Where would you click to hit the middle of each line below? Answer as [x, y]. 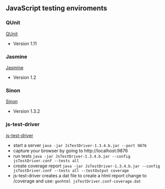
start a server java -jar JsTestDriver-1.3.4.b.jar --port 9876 [80, 145]
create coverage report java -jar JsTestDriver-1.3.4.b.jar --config [87, 166]
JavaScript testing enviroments [56, 8]
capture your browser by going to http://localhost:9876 [70, 151]
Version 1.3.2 [26, 111]
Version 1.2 [25, 77]
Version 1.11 [25, 43]
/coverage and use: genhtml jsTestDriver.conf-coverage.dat [77, 181]
